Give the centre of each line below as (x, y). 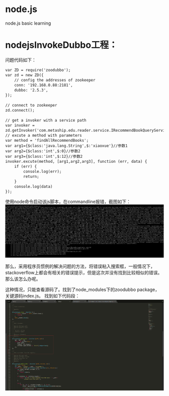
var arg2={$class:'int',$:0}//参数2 (43, 151)
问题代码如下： (21, 60)
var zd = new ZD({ (24, 75)
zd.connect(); (20, 110)
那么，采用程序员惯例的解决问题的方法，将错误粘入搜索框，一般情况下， (80, 266)
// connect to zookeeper (31, 105)
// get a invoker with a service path (46, 120)
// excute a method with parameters (44, 135)
